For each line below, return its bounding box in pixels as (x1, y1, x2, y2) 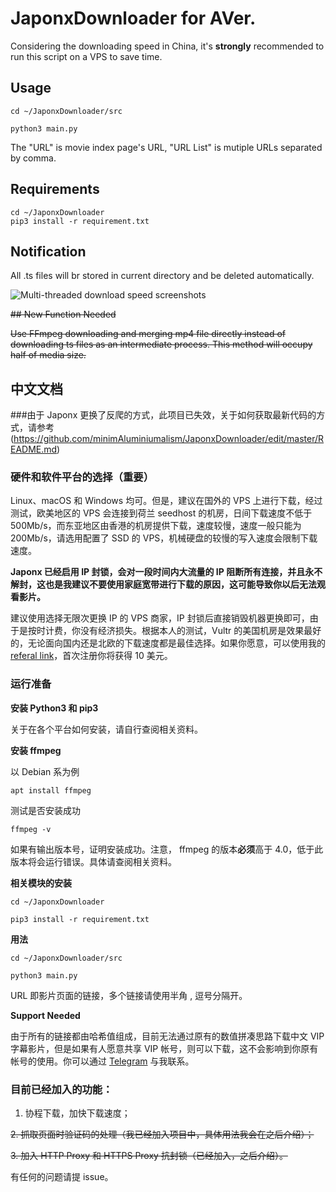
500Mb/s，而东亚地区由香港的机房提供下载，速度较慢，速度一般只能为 (10, 520, 302, 532)
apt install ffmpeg (10, 785, 92, 796)
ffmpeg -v (10, 824, 52, 834)
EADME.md (10, 443, 58, 456)
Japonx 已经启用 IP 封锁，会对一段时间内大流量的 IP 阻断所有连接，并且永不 (10, 566, 323, 578)
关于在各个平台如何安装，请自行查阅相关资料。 (10, 723, 203, 735)
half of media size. (10, 349, 87, 361)
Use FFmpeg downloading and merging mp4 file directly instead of (10, 328, 287, 340)
